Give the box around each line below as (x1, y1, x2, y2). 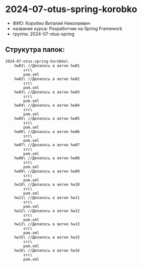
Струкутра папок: (5, 45, 65, 54)
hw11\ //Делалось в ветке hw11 (14, 195, 80, 200)
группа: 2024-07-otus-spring (12, 31, 75, 37)
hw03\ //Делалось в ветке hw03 (14, 90, 80, 95)
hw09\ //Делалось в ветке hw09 (14, 168, 80, 174)
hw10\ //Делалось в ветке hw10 (14, 182, 80, 187)
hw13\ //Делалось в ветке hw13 (14, 221, 80, 227)
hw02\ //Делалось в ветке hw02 (14, 76, 80, 81)
